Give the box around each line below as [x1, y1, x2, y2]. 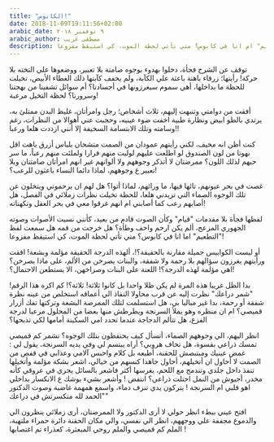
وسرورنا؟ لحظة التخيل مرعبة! [9, 90, 99, 100]
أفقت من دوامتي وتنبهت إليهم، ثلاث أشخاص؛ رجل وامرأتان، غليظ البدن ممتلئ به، [9, 107, 251, 116]
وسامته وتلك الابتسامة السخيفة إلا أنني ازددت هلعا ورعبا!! [9, 124, 180, 133]
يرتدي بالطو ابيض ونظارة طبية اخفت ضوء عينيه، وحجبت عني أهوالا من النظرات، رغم [9, 115, 263, 125]
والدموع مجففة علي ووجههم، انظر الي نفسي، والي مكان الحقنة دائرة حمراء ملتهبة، [9, 416, 257, 426]
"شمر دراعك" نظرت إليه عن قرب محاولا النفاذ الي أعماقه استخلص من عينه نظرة [9, 289, 254, 299]
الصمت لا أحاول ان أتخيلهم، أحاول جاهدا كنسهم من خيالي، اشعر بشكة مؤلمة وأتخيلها [9, 357, 261, 366]
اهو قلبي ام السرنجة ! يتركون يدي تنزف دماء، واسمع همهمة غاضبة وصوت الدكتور [9, 383, 251, 392]
